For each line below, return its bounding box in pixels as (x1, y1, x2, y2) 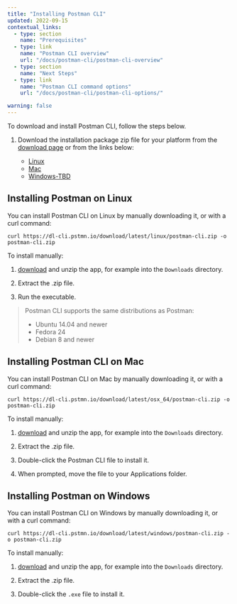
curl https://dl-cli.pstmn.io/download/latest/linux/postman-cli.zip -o (7, 232, 227, 240)
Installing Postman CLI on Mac (7, 356, 144, 368)
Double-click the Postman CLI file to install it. (17, 456, 150, 464)
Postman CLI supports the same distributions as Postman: (24, 306, 194, 314)
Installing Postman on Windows (7, 490, 150, 503)
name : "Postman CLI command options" (20, 83, 132, 90)
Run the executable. (17, 292, 77, 301)
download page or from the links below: (17, 143, 134, 151)
